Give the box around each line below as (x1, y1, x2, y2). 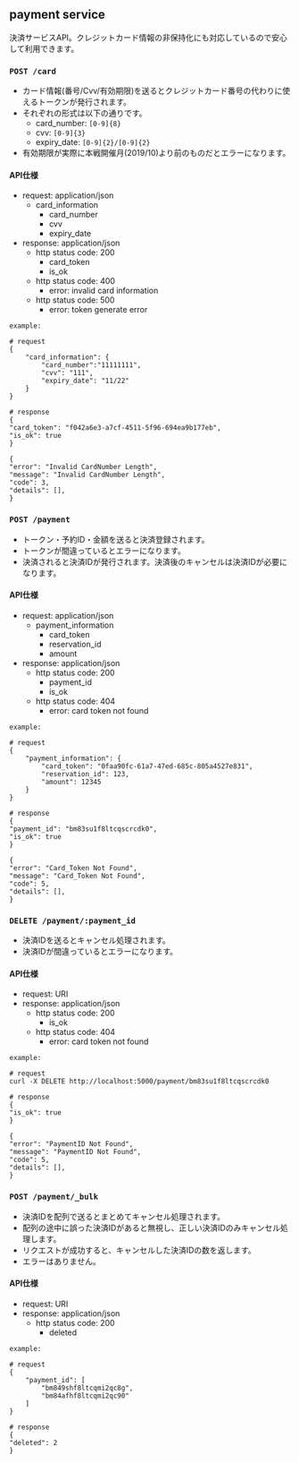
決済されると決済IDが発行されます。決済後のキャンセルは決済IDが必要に (21, 556, 288, 567)
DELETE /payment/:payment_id (9, 915, 137, 926)
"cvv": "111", (41, 369, 94, 378)
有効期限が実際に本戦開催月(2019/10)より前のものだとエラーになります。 (21, 148, 291, 158)
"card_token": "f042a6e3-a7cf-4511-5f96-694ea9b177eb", (9, 423, 221, 432)
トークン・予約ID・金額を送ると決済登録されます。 (21, 534, 210, 544)
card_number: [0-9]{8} (35, 118, 122, 129)
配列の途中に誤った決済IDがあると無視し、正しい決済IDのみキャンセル (21, 1222, 281, 1233)
